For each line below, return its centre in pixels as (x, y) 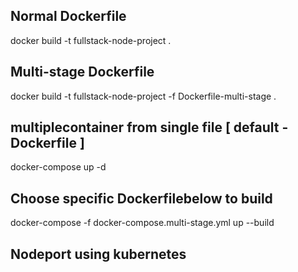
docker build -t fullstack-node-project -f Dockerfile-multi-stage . (143, 96)
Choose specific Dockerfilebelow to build (141, 198)
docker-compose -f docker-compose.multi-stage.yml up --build (142, 223)
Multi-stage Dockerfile (82, 72)
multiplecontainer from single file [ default (145, 127)
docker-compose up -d (58, 167)
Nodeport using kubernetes (98, 254)
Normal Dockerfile (68, 16)
